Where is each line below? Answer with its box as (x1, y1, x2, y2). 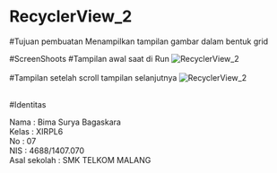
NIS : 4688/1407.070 (9, 145, 85, 156)
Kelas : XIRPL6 (9, 125, 64, 136)
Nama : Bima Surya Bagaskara (9, 117, 121, 127)
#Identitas (9, 99, 47, 109)
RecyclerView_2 (9, 6, 133, 27)
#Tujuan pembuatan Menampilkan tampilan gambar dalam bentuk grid (9, 36, 269, 47)
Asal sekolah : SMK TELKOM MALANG (9, 154, 151, 165)
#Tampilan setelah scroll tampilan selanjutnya (9, 72, 177, 82)
